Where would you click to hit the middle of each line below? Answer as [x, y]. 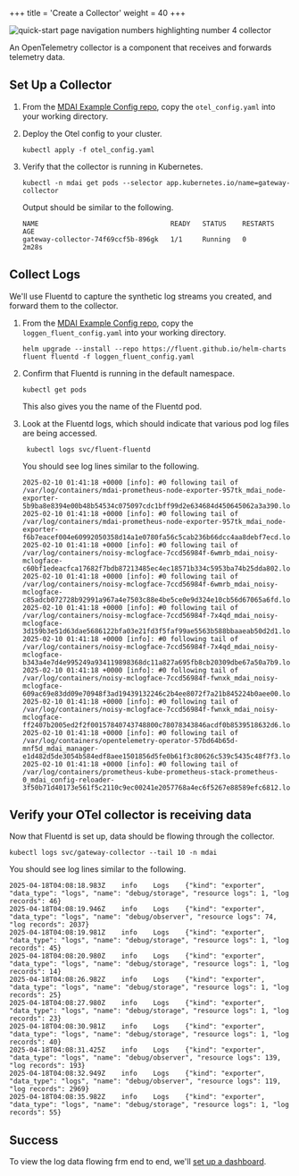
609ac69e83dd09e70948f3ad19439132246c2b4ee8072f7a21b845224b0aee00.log [158, 694]
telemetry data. [37, 57]
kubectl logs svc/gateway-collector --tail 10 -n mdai [113, 853]
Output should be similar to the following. [98, 207]
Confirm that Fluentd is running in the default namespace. [128, 373]
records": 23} [36, 1019]
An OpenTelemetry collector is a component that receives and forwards [141, 47]
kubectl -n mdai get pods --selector [92, 182]
